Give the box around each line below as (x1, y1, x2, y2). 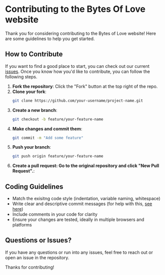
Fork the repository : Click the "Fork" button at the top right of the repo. (12, 83, 158, 89)
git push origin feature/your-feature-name (12, 154, 104, 159)
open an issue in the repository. (5, 254, 70, 261)
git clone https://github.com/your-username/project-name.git (12, 98, 143, 103)
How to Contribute (5, 50, 63, 58)
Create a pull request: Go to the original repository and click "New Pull (12, 163, 160, 169)
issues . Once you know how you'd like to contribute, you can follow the (5, 68, 150, 74)
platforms (12, 222, 32, 228)
